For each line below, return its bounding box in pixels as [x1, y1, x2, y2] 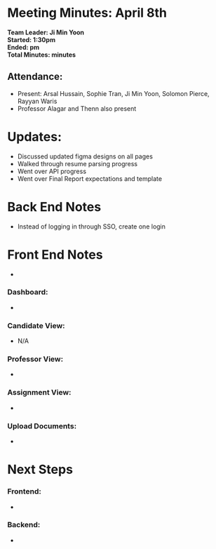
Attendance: [7, 71, 63, 83]
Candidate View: [7, 320, 65, 330]
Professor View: [7, 354, 64, 364]
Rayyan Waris [17, 97, 58, 105]
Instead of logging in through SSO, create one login [17, 222, 166, 231]
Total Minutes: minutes [7, 50, 76, 59]
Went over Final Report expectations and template [17, 174, 163, 183]
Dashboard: [7, 287, 48, 297]
